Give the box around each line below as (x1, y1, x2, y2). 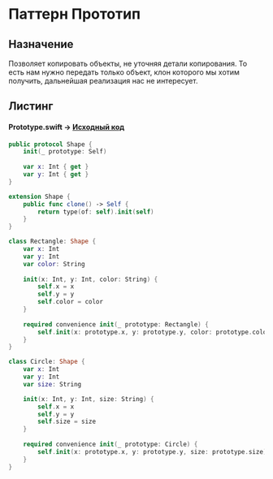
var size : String (23, 380, 82, 388)
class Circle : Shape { (8, 358, 85, 366)
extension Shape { (8, 192, 71, 201)
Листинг (8, 99, 54, 114)
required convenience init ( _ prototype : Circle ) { (23, 440, 198, 449)
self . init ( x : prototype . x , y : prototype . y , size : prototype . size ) (37, 447, 267, 455)
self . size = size (37, 417, 96, 426)
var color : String (23, 260, 85, 268)
